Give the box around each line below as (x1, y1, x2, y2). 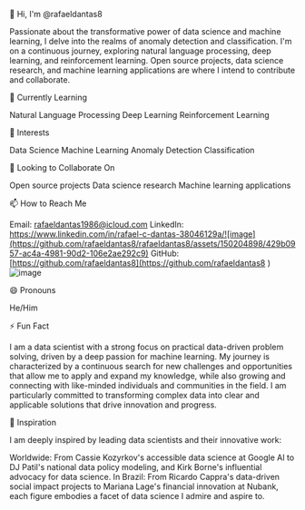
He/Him (9, 302, 38, 313)
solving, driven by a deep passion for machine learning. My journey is (9, 351, 271, 362)
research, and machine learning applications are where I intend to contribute (9, 64, 296, 75)
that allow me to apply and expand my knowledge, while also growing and (9, 370, 286, 381)
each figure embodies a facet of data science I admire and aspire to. (9, 491, 265, 501)
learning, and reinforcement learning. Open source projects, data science (9, 55, 284, 65)
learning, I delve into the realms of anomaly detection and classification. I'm (9, 36, 292, 46)
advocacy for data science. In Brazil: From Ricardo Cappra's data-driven (9, 472, 280, 482)
